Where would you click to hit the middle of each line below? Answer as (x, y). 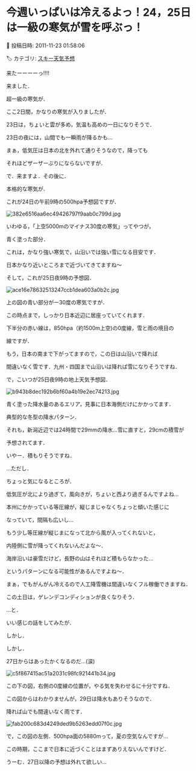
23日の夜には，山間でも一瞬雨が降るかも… (59, 137)
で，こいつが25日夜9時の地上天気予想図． (58, 379)
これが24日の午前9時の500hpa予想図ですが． (63, 202)
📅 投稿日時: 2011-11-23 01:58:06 (46, 45)
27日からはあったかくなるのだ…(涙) (51, 661)
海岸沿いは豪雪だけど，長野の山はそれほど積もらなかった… (80, 558)
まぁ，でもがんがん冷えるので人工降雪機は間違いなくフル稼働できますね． (99, 584)
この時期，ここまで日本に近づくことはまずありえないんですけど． (88, 749)
